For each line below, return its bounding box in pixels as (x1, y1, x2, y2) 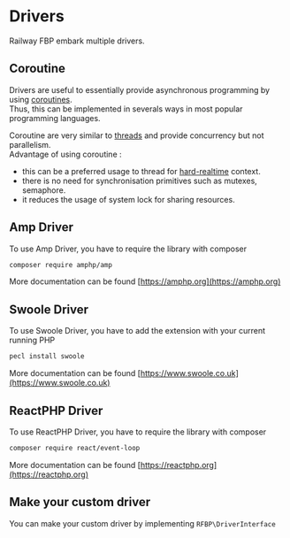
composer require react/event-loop (9, 443, 141, 452)
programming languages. (9, 112, 101, 123)
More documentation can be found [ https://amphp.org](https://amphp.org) (9, 276, 281, 287)
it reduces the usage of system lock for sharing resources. (21, 194, 236, 204)
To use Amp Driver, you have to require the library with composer (9, 243, 248, 254)
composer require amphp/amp (9, 260, 113, 269)
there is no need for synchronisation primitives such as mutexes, (21, 175, 258, 186)
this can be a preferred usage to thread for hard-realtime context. (21, 165, 261, 176)
